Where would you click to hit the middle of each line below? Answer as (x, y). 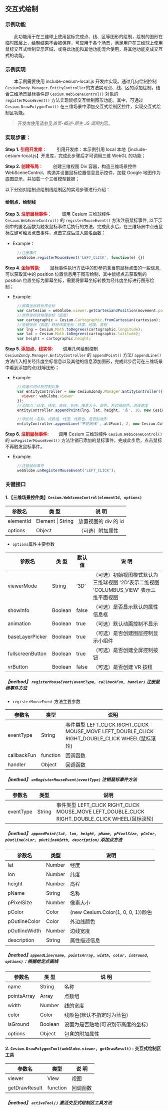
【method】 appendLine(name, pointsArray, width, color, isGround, (77, 955)
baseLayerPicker (27, 637)
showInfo (19, 610)
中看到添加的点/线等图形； (32, 368)
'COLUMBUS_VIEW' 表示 (122, 590)
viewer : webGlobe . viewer (47, 396)
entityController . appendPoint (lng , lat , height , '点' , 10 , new (84, 410)
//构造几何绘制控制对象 (38, 387)
